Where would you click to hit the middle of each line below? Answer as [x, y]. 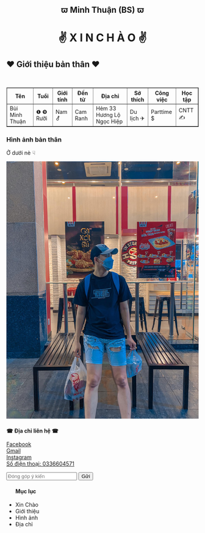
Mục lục [26, 491]
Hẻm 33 [106, 108]
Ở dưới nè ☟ [21, 153]
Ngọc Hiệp [110, 121]
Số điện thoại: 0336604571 [41, 464]
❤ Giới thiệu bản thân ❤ [53, 64]
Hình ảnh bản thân [34, 139]
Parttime [161, 112]
